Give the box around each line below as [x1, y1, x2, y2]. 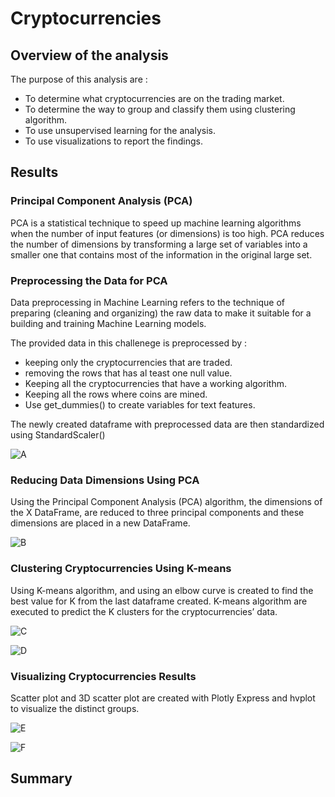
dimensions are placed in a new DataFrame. [10, 517, 191, 529]
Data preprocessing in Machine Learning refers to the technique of [10, 296, 286, 308]
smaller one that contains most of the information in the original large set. [10, 248, 313, 261]
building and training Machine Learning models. [10, 317, 207, 329]
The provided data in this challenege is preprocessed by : [10, 337, 248, 349]
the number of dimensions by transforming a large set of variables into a [10, 238, 308, 250]
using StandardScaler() [10, 428, 106, 441]
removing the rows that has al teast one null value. [24, 367, 233, 379]
